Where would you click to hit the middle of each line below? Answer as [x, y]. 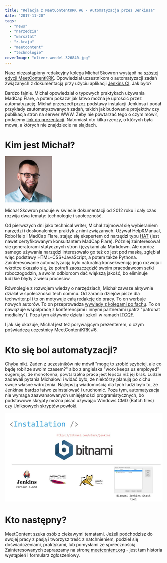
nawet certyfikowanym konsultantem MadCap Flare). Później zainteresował [83, 241]
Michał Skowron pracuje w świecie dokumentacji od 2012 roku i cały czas [81, 211]
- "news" [19, 26]
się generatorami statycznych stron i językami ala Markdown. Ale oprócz [80, 247]
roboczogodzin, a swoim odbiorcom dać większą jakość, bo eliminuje [77, 273]
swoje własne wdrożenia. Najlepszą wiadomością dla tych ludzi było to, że [82, 385]
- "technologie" [26, 52]
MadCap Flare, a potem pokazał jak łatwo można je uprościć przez [74, 98]
